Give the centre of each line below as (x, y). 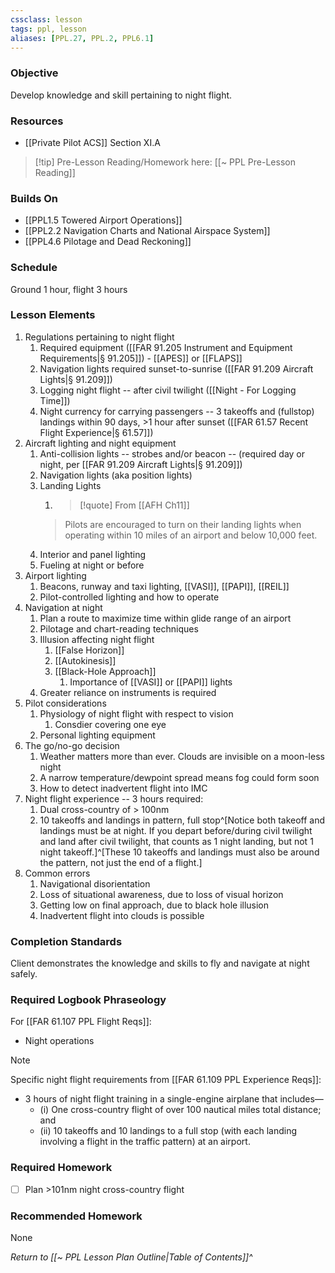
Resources (37, 121)
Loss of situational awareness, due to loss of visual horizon (161, 894)
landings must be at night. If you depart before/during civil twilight (176, 830)
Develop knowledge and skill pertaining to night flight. (121, 95)
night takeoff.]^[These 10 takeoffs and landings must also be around (179, 852)
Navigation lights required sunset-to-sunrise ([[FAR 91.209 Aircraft (176, 368)
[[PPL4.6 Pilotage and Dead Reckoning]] (108, 242)
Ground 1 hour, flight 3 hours (69, 289)
